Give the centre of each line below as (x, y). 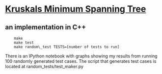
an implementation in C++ (46, 27)
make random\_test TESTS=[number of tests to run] (67, 47)
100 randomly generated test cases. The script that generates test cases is (81, 61)
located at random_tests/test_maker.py (44, 66)
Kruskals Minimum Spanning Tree (76, 9)
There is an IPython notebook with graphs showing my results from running (81, 56)
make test (24, 43)
